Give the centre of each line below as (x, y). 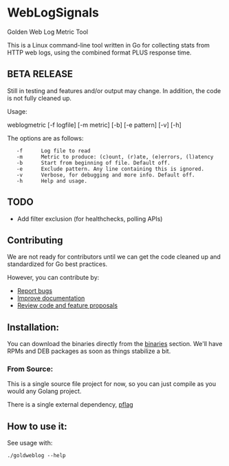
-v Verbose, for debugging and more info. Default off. (106, 175)
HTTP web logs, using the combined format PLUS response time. (99, 52)
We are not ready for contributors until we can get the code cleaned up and (114, 257)
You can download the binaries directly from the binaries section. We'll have (115, 344)
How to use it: (37, 426)
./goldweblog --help (37, 456)
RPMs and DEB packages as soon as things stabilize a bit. (89, 351)
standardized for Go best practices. (57, 264)
